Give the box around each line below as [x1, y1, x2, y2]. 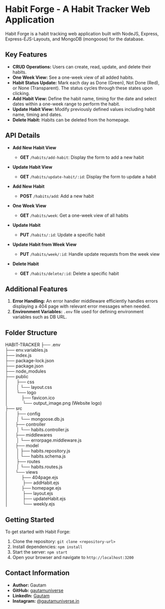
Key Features [5, 50, 47, 59]
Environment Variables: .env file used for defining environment [12, 309, 144, 315]
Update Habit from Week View [12, 241, 76, 247]
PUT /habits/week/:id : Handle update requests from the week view [19, 251, 160, 257]
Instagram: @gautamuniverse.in [12, 598, 79, 604]
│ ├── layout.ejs [5, 491, 53, 497]
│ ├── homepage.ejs [5, 485, 61, 491]
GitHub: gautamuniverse [12, 587, 63, 593]
